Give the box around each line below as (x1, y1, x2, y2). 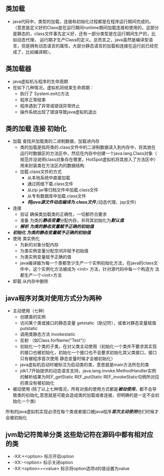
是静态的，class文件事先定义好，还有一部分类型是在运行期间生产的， (12, 31, 152, 37)
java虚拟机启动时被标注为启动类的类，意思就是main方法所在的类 (20, 362, 149, 368)
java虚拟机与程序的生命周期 (12, 78, 68, 84)
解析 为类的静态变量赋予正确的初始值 (20, 224, 94, 229)
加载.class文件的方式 (20, 169, 62, 174)
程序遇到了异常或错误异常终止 (20, 103, 80, 109)
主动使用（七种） (12, 308, 47, 314)
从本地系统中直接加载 (27, 175, 70, 181)
